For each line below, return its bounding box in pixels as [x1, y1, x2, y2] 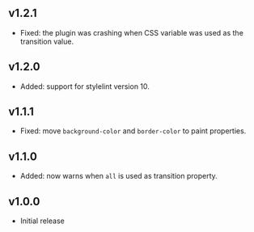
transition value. [19, 36, 74, 46]
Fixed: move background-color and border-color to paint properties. [19, 126, 247, 136]
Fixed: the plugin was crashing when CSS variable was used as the [19, 27, 244, 37]
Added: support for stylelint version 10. [19, 81, 150, 91]
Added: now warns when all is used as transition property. [19, 171, 218, 181]
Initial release [19, 216, 65, 226]
